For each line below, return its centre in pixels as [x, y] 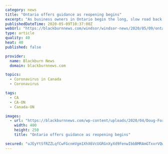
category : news [21, 10]
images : [13, 116]
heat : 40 [14, 43]
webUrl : [13, 29]
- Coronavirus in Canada [35, 79]
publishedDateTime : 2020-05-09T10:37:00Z [49, 24]
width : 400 [25, 125]
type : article [20, 33]
